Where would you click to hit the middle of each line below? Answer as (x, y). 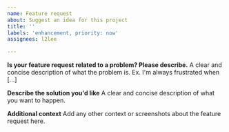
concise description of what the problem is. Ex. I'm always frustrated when (113, 73)
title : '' (21, 26)
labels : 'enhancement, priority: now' (63, 33)
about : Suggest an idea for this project (68, 20)
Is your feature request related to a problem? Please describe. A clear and (114, 65)
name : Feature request (40, 13)
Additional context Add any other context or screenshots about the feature (114, 114)
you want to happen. (36, 100)
